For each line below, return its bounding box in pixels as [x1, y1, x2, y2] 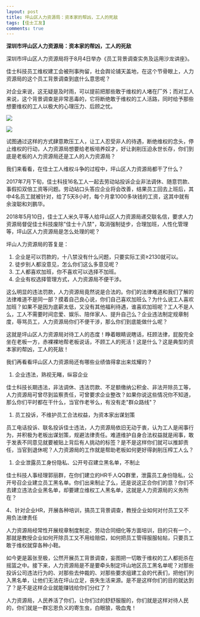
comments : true [6, 25, 44, 32]
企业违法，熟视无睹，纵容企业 [14, 371, 88, 379]
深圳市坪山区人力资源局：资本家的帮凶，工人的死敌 [6, 42, 132, 49]
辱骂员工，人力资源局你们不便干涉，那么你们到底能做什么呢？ [16, 318, 168, 325]
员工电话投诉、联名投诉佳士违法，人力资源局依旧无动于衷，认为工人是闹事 [6, 424, 189, 431]
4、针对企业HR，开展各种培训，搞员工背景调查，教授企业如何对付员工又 [6, 507, 184, 514]
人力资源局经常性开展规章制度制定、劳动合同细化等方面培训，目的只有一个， [6, 527, 194, 534]
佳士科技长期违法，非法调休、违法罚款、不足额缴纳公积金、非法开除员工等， [6, 384, 194, 391]
